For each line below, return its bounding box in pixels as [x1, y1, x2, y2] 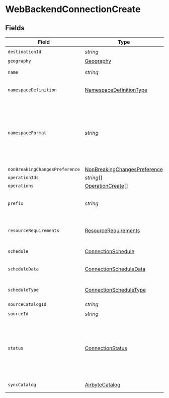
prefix [8, 201, 24, 206]
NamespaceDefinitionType [84, 87, 147, 93]
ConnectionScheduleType [84, 287, 146, 293]
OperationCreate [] [84, 183, 128, 189]
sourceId [8, 311, 29, 316]
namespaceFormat [8, 130, 47, 136]
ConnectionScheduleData [84, 266, 146, 272]
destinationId [8, 49, 42, 54]
